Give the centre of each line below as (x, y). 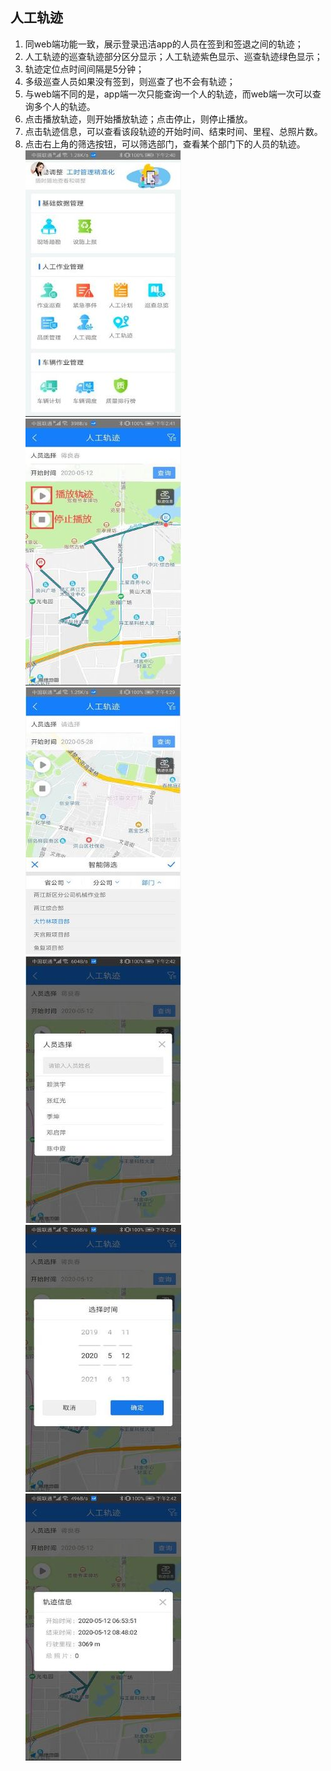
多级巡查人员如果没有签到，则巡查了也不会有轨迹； (130, 81)
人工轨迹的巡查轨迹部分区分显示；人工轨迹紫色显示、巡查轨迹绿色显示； (173, 56)
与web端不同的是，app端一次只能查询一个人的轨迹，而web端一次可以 (168, 94)
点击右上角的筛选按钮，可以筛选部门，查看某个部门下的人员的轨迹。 (165, 144)
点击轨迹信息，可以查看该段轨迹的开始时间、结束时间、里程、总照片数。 (173, 131)
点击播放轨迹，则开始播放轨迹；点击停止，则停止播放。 (138, 119)
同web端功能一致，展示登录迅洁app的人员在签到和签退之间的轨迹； (164, 44)
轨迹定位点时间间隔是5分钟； (84, 69)
